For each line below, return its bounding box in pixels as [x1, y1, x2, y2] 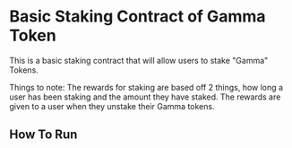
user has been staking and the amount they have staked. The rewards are [9, 91, 281, 102]
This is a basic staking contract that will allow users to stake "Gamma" [9, 55, 269, 65]
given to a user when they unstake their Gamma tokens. [9, 100, 215, 111]
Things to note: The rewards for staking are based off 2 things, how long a [9, 82, 284, 92]
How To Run [9, 127, 78, 143]
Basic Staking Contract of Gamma [9, 6, 266, 27]
